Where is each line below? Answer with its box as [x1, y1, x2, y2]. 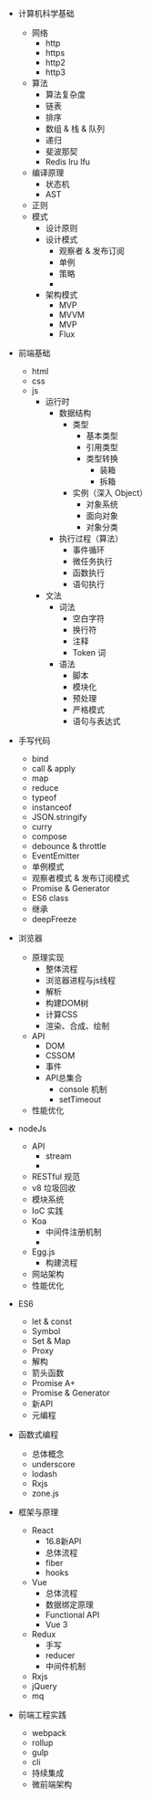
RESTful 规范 [31, 1172, 80, 1182]
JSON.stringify [31, 812, 87, 822]
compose [31, 831, 67, 842]
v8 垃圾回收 [31, 1183, 76, 1193]
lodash [31, 1468, 57, 1479]
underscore [31, 1459, 76, 1469]
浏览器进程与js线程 [45, 975, 117, 985]
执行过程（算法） [58, 533, 124, 543]
